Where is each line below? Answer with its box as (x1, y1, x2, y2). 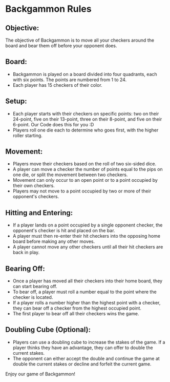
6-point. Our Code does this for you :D (12, 121, 94, 127)
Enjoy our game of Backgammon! (5, 371, 76, 377)
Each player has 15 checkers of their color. (12, 82, 102, 88)
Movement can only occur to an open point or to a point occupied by (12, 177, 158, 183)
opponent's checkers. (12, 194, 59, 200)
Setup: (5, 97, 27, 106)
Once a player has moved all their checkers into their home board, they (12, 278, 163, 284)
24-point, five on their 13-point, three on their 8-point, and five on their (12, 116, 162, 122)
